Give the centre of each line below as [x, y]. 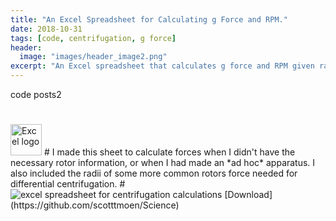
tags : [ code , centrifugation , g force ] [93, 38]
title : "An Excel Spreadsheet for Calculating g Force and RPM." [149, 19]
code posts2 [36, 94]
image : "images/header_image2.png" [93, 57]
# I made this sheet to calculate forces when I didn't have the [169, 152]
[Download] [248, 195]
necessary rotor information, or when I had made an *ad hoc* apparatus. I [163, 163]
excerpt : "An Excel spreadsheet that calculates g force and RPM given [162, 66]
